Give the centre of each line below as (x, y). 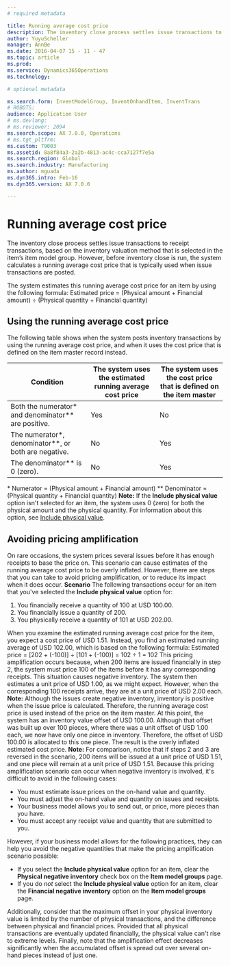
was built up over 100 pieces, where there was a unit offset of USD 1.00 (108, 728)
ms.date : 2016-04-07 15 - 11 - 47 (56, 51)
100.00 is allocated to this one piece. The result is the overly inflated (103, 742)
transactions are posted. (41, 272)
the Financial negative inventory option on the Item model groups (112, 891)
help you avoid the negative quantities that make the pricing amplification (111, 849)
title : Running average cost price (58, 26)
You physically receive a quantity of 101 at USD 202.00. (95, 620)
